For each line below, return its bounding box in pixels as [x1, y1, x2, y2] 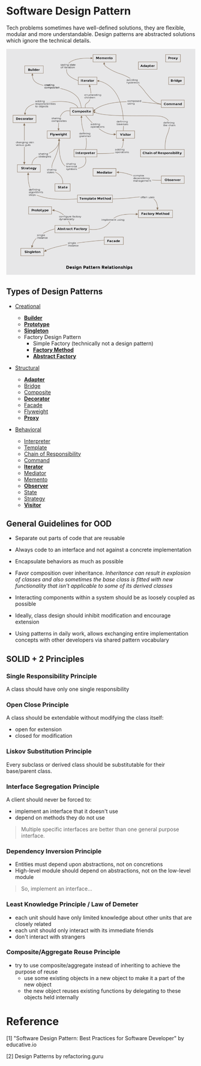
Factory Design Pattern [23, 333, 82, 340]
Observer [23, 482, 49, 489]
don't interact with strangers [14, 933, 86, 940]
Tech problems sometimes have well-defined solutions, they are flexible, [6, 24, 186, 31]
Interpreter [23, 437, 51, 444]
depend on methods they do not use [14, 813, 105, 821]
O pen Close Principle [6, 700, 69, 709]
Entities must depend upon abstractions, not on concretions [14, 861, 163, 868]
